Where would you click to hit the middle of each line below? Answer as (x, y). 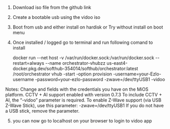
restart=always (28, 63)
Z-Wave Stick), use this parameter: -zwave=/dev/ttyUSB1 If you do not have (84, 106)
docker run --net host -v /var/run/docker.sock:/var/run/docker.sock (83, 58)
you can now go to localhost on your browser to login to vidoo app (82, 121)
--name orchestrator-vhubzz (75, 63)
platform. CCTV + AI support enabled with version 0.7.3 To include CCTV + (84, 95)
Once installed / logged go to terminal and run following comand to (83, 42)
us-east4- (117, 63)
